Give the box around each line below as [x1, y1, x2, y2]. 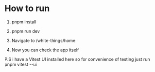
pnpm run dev [11, 28, 40, 34]
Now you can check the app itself [11, 47, 79, 53]
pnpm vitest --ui [4, 61, 37, 67]
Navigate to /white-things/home [11, 37, 76, 43]
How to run [4, 3, 50, 14]
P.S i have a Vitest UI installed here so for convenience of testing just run [4, 56, 150, 62]
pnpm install [11, 19, 36, 25]
